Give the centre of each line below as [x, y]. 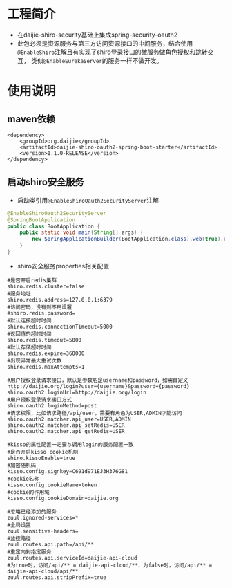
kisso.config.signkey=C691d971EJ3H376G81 [68, 471]
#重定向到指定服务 [29, 552]
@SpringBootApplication [41, 220]
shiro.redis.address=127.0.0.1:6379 [60, 300]
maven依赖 [31, 119]
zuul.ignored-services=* [43, 517]
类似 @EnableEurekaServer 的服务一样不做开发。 [97, 60]
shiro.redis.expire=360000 [46, 353]
